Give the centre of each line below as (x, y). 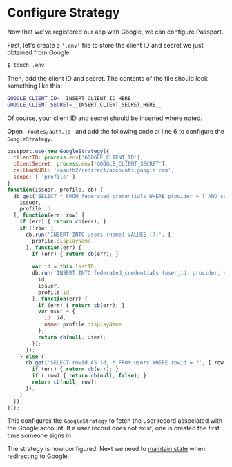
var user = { (57, 312)
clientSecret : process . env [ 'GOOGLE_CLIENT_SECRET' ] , (91, 164)
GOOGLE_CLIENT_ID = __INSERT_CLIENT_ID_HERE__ (72, 98)
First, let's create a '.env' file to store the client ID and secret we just (105, 45)
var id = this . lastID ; (65, 267)
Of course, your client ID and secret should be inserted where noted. (105, 118)
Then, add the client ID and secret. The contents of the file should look (108, 78)
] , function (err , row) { (49, 215)
